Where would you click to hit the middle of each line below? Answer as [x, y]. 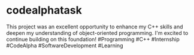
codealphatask [44, 10]
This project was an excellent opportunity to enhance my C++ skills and [95, 27]
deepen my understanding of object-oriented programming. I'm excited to [97, 33]
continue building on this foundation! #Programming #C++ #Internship [93, 39]
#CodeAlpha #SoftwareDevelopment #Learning [65, 46]
